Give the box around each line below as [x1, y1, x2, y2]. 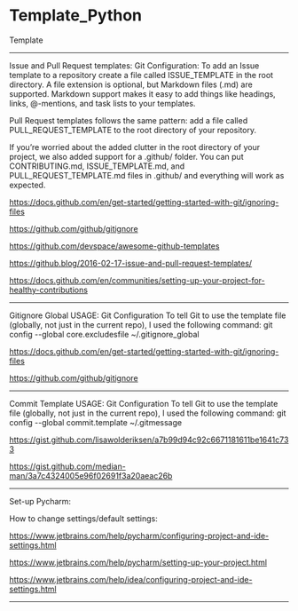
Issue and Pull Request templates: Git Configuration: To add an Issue [9, 60, 260, 71]
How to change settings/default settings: [9, 512, 158, 524]
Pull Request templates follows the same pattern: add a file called [9, 115, 248, 125]
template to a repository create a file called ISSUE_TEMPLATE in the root [9, 69, 273, 80]
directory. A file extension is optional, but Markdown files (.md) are [9, 79, 253, 90]
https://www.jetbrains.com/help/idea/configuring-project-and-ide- [9, 574, 253, 584]
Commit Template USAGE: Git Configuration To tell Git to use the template [9, 398, 278, 409]
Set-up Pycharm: [9, 496, 72, 506]
